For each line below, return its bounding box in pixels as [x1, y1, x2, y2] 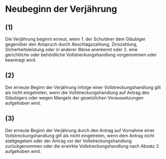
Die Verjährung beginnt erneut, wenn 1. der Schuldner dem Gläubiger [5, 36, 146, 42]
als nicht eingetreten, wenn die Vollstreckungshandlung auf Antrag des [5, 90, 150, 95]
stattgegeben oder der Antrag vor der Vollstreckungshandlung [5, 138, 132, 144]
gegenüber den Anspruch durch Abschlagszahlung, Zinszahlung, [5, 41, 138, 47]
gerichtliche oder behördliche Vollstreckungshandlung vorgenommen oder [5, 52, 157, 58]
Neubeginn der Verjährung [5, 3, 117, 15]
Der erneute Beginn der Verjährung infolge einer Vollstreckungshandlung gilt [5, 84, 161, 90]
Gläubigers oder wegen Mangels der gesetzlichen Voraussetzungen [5, 95, 144, 100]
